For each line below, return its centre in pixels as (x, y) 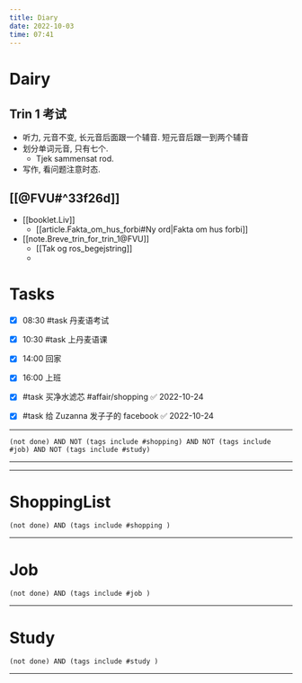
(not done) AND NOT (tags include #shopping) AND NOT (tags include (140, 441)
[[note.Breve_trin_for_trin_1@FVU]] (86, 239)
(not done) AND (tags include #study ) (84, 661)
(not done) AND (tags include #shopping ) (90, 526)
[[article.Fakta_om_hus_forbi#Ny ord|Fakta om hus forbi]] (142, 229)
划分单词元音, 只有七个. (65, 148)
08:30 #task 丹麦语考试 (66, 321)
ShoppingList (60, 502)
